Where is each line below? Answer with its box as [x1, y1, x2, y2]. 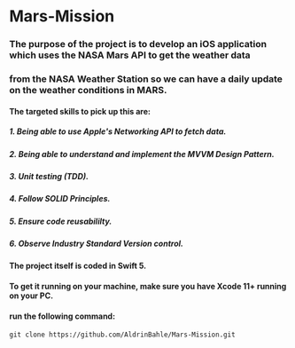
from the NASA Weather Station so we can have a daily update [9, 73, 283, 85]
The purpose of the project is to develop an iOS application [9, 38, 268, 51]
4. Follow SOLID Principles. [9, 194, 111, 204]
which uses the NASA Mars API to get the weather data [9, 49, 251, 61]
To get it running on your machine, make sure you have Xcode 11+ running [9, 281, 287, 292]
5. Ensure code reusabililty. [9, 216, 113, 226]
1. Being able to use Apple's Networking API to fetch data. [9, 126, 227, 137]
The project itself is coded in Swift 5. [9, 260, 147, 272]
